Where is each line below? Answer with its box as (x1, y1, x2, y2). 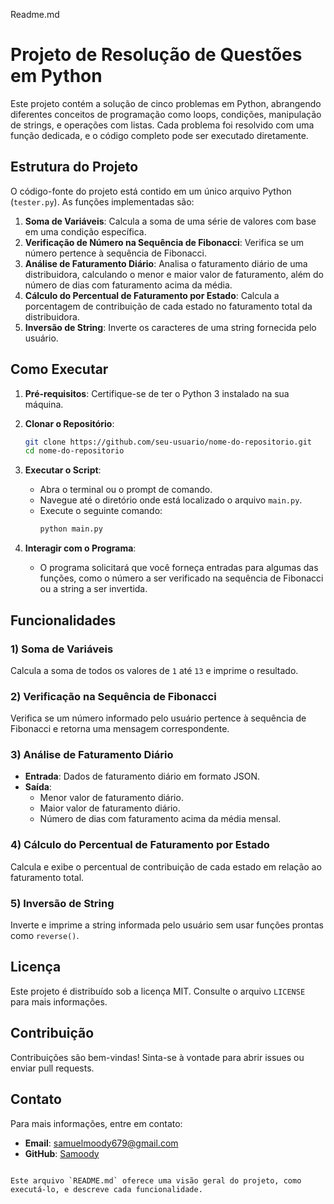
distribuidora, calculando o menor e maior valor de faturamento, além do (24, 268, 325, 280)
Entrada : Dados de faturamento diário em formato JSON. (24, 770, 261, 783)
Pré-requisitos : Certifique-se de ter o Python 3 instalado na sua (24, 387, 290, 399)
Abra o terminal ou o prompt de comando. (39, 484, 213, 496)
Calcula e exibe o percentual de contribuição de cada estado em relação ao (10, 860, 322, 873)
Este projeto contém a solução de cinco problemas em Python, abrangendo (10, 97, 322, 109)
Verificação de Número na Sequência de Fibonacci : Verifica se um (24, 236, 305, 248)
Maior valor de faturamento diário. (39, 802, 181, 814)
